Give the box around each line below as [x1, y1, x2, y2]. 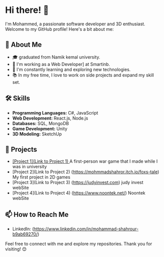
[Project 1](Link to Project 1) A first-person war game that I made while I [12, 158, 158, 164]
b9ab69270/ [12, 231, 38, 237]
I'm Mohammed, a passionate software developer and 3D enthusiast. [5, 21, 146, 27]
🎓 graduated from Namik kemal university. [12, 54, 100, 60]
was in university [12, 164, 47, 170]
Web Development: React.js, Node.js [12, 115, 88, 121]
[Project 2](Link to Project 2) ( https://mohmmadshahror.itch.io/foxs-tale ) [12, 169, 160, 175]
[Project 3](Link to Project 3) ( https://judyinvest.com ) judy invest [12, 180, 144, 186]
